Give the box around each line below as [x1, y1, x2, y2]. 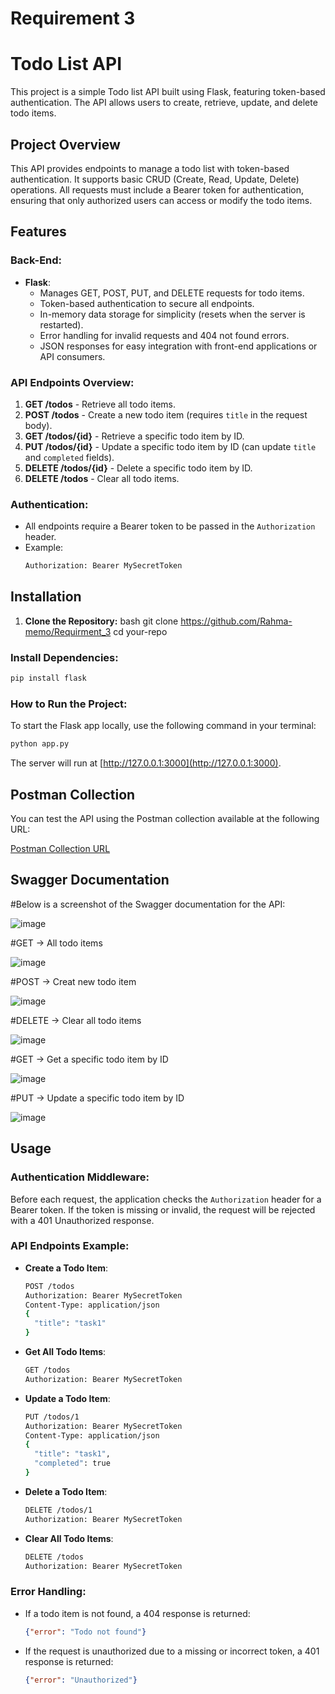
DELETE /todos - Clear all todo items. [24, 472, 180, 484]
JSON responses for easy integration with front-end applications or [39, 340, 318, 352]
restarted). [39, 318, 84, 331]
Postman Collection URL [10, 843, 111, 855]
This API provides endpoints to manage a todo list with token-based [10, 162, 290, 174]
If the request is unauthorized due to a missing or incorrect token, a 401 [24, 1645, 320, 1657]
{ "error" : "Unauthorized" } [24, 1675, 138, 1685]
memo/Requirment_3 [24, 625, 112, 637]
